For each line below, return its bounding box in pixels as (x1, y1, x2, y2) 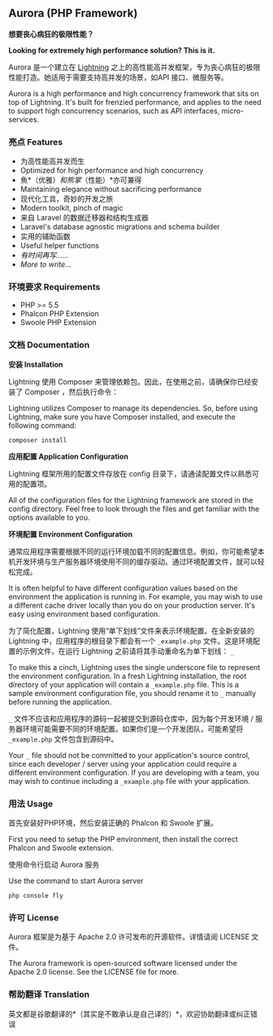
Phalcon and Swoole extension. (8, 843, 114, 852)
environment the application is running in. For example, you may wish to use (8, 591, 263, 601)
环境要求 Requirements (8, 281, 101, 293)
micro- (221, 106, 245, 115)
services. (8, 114, 39, 124)
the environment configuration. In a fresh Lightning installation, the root (8, 671, 247, 681)
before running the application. (8, 697, 112, 707)
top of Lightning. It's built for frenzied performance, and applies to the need (8, 97, 262, 107)
